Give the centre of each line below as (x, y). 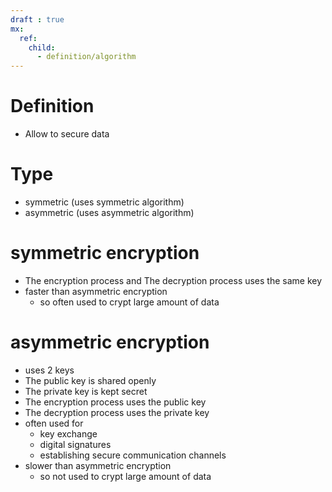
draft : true (37, 19)
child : (42, 47)
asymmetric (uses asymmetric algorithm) (109, 212)
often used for (54, 423)
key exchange (68, 433)
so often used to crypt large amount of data (129, 302)
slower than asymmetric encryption (98, 465)
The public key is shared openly (90, 380)
